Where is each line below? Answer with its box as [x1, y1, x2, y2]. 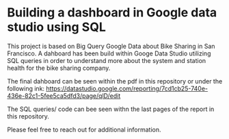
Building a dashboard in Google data [7, 5, 217, 21]
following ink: [7, 84, 45, 92]
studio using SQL [7, 19, 106, 35]
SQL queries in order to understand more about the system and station [7, 56, 206, 64]
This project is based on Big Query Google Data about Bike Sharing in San [7, 42, 215, 50]
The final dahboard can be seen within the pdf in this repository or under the [7, 77, 223, 85]
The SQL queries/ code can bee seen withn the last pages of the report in [7, 105, 215, 113]
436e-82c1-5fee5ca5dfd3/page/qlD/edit [7, 91, 121, 100]
